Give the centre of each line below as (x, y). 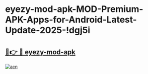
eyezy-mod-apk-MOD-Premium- (74, 9)
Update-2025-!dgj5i (48, 30)
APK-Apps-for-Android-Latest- (71, 20)
